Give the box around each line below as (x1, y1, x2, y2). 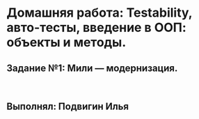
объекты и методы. (6, 35, 127, 50)
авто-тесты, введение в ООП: (6, 19, 187, 35)
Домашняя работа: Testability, (6, 5, 193, 21)
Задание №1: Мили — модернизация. (6, 62, 178, 74)
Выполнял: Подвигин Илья (6, 101, 129, 113)
